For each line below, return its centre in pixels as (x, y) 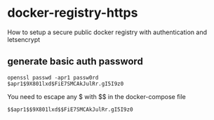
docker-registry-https (73, 13)
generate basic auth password (75, 62)
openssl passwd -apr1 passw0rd (53, 77)
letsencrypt (24, 39)
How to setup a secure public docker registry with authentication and (107, 32)
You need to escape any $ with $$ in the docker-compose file (96, 96)
